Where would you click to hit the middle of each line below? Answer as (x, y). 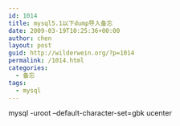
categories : (28, 68)
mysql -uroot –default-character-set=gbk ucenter (90, 113)
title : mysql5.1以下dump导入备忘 (61, 23)
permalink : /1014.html (46, 61)
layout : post (30, 46)
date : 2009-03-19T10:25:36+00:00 (64, 30)
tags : (17, 83)
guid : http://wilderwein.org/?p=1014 (72, 53)
